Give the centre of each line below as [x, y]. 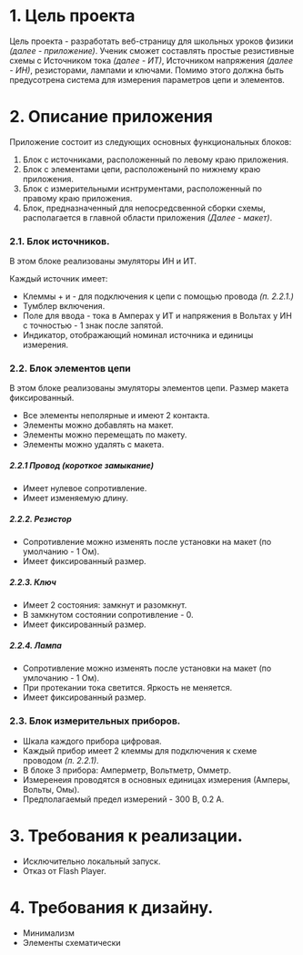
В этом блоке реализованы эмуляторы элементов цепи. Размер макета [149, 388]
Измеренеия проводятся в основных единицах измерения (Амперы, [157, 779]
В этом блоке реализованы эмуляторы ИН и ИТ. [103, 262]
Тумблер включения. [64, 306]
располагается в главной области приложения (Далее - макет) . [147, 217]
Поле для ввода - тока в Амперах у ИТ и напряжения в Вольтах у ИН [157, 316]
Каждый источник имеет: [59, 279]
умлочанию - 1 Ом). [61, 678]
